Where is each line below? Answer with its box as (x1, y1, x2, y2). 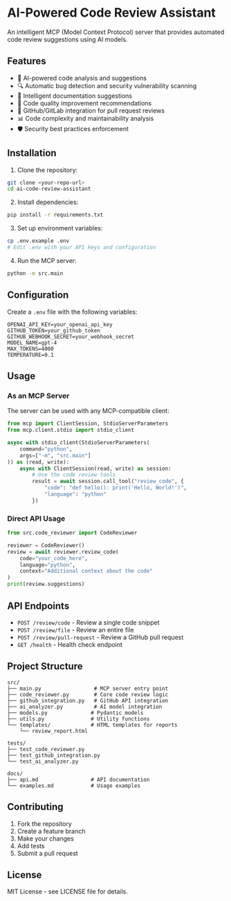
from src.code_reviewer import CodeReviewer (7, 530, 138, 537)
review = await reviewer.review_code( (7, 548, 119, 555)
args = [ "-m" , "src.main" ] (19, 452, 91, 459)
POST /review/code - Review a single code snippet (17, 618, 160, 626)
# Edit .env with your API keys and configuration (7, 244, 156, 251)
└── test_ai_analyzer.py (7, 758, 79, 765)
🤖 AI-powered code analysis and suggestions (17, 74, 147, 82)
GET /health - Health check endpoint (17, 640, 123, 648)
